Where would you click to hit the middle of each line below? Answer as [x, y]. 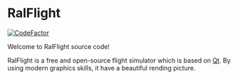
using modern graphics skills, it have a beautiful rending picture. [102, 68]
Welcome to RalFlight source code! [59, 46]
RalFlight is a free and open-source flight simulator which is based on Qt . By [119, 60]
